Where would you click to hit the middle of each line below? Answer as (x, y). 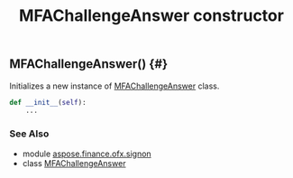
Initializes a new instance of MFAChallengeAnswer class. (114, 86)
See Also (29, 134)
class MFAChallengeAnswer (74, 163)
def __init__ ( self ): (48, 102)
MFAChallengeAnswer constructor (151, 16)
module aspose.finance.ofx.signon (87, 154)
